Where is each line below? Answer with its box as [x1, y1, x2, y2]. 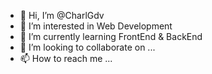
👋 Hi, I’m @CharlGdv [19, 10, 105, 21]
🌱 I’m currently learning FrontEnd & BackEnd [19, 31, 203, 42]
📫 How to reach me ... [19, 53, 113, 64]
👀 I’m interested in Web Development [19, 20, 173, 32]
